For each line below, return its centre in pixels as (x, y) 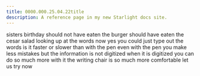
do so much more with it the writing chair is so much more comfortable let (97, 60)
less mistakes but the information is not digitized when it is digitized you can (100, 53)
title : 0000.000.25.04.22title (45, 12)
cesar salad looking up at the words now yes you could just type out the (95, 41)
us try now (19, 66)
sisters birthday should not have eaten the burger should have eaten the (95, 34)
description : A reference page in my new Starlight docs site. (87, 17)
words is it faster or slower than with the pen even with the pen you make (97, 47)
